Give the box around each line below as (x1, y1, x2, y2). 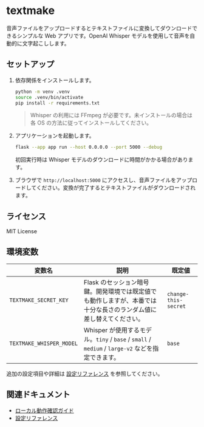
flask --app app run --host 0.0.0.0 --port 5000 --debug (15, 144, 163, 151)
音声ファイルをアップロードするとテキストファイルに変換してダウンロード (6, 24, 192, 32)
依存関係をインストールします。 (15, 77, 95, 84)
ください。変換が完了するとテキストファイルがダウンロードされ (36, 184, 196, 191)
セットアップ (6, 59, 55, 70)
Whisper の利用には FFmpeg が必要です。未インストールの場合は (30, 112, 193, 119)
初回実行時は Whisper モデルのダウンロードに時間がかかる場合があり (15, 156, 188, 163)
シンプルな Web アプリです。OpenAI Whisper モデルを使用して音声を (16, 32, 190, 39)
